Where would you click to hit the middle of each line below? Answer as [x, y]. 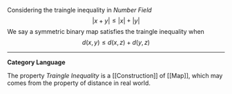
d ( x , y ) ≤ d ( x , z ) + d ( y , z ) [116, 42]
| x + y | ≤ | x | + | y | [116, 21]
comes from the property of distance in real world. [79, 83]
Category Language [36, 62]
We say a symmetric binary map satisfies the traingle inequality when [106, 31]
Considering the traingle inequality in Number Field [79, 10]
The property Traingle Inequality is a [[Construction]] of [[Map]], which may [115, 76]
